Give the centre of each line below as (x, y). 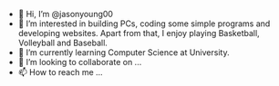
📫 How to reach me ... (60, 72)
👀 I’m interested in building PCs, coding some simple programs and (144, 24)
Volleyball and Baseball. (62, 43)
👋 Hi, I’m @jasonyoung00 (66, 14)
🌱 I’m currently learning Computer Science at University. (124, 53)
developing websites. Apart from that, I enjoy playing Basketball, (139, 33)
